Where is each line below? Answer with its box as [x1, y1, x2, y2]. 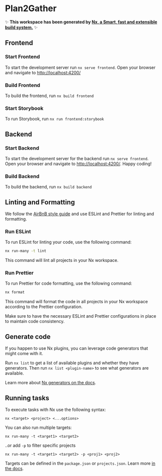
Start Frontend [5, 53, 40, 60]
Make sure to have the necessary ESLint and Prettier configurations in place [5, 313, 156, 319]
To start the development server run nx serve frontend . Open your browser [5, 64, 156, 70]
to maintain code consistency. [5, 319, 65, 324]
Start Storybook [5, 105, 44, 112]
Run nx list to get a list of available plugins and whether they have [5, 360, 139, 366]
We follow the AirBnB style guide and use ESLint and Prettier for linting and [5, 211, 154, 217]
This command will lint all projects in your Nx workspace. [5, 257, 118, 263]
